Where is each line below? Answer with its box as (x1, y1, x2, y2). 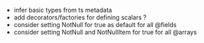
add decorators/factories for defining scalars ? (13, 13, 147, 21)
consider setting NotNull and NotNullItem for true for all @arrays (13, 28, 197, 36)
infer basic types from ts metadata (13, 6, 113, 14)
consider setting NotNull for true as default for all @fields (13, 21, 177, 28)
